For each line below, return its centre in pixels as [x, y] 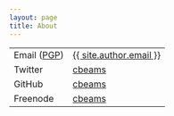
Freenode [34, 98]
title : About [33, 26]
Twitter [28, 70]
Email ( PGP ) [39, 54]
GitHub [29, 84]
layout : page [33, 17]
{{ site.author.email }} [117, 54]
